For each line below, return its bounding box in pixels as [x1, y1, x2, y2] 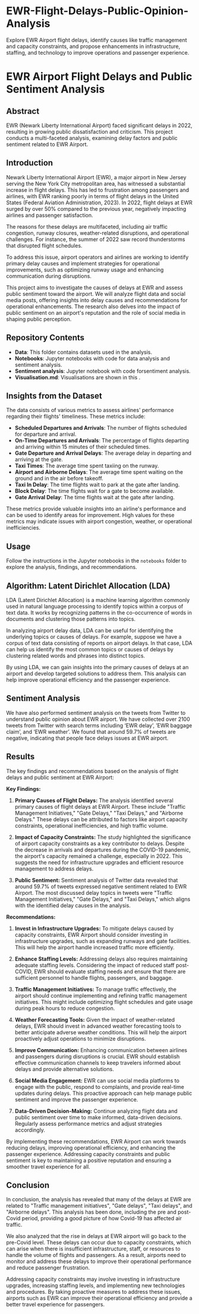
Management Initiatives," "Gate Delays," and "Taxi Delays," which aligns [14, 895, 191, 903]
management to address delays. [14, 865, 94, 872]
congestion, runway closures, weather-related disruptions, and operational [6, 229, 189, 236]
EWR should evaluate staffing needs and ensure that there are [34, 968, 186, 975]
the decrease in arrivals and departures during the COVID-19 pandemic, [14, 846, 191, 853]
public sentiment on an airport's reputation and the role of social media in [6, 309, 186, 316]
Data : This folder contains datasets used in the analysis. [14, 349, 153, 356]
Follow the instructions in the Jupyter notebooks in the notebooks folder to [6, 557, 187, 565]
